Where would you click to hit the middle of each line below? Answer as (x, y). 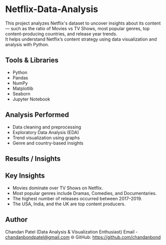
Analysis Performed (37, 115)
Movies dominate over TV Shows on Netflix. (58, 188)
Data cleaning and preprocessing (47, 127)
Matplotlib (23, 88)
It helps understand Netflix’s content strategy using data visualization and (81, 39)
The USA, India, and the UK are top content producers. (69, 204)
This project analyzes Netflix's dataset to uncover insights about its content (83, 23)
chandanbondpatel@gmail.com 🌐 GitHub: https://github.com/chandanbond (83, 237)
